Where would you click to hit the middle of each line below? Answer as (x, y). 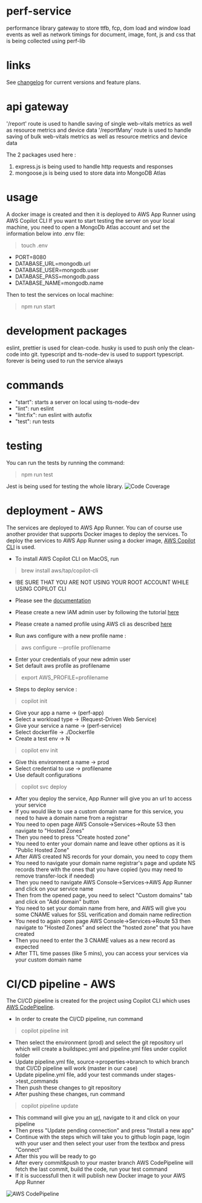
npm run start (38, 306)
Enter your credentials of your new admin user (73, 659)
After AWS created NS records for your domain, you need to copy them (104, 856)
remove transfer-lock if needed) (55, 876)
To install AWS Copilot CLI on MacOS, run (67, 558)
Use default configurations (48, 774)
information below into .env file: (46, 233)
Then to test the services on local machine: (60, 294)
